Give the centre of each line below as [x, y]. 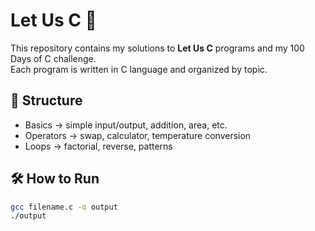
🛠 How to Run [55, 179]
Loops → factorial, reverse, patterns [98, 146]
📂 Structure [46, 100]
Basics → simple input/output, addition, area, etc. [126, 125]
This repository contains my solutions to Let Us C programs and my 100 [157, 48]
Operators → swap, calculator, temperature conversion [138, 135]
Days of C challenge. [53, 58]
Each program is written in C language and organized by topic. [139, 69]
